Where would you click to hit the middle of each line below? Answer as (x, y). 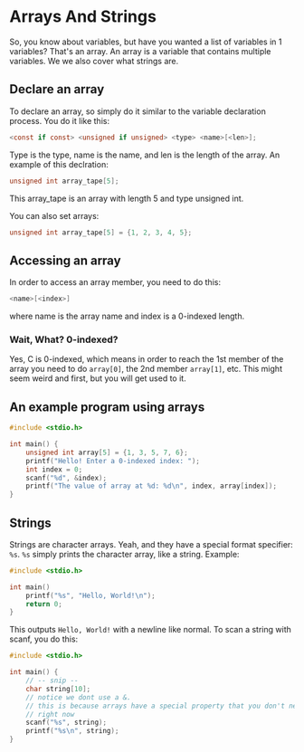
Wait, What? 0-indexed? (64, 339)
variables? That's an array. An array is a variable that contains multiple (140, 51)
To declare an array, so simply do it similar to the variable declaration (138, 111)
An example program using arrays (107, 407)
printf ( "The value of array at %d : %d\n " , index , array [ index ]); (152, 486)
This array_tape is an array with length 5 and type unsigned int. (127, 198)
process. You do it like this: (60, 120)
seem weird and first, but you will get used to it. (98, 378)
